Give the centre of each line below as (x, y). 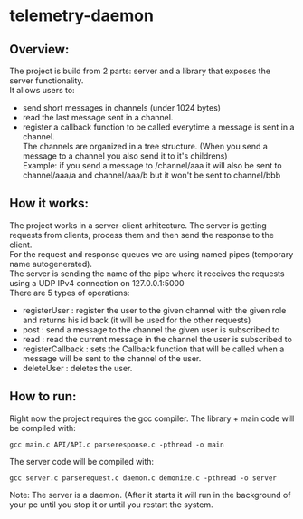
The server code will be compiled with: (82, 461)
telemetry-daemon (81, 16)
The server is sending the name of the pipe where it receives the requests (147, 274)
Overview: (39, 49)
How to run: (43, 396)
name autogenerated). (51, 264)
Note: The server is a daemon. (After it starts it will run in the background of (150, 495)
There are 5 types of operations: (70, 293)
